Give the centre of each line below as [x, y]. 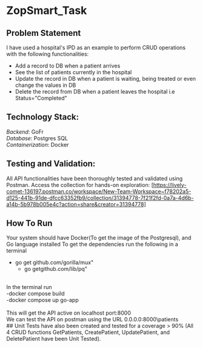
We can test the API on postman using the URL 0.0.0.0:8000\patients [93, 319]
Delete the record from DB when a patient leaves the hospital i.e [95, 91]
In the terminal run [29, 287]
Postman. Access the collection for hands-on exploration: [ [80, 185]
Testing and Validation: [51, 164]
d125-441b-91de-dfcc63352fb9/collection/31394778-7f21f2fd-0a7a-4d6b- [100, 197]
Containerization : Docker [38, 145]
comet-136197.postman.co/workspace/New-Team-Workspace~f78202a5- [99, 191]
